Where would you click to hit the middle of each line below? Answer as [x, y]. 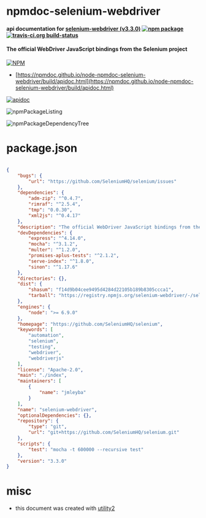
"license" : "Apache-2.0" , [51, 369]
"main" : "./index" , [42, 376]
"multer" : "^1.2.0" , [55, 250]
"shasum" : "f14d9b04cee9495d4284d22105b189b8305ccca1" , [101, 290]
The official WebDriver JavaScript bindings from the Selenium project [97, 49]
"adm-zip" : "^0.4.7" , [56, 199]
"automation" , [46, 336]
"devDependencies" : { [45, 233]
